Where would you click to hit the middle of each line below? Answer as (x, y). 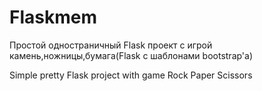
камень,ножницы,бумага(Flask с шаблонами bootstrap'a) (131, 55)
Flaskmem (53, 17)
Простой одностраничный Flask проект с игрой (111, 45)
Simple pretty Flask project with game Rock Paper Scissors (131, 75)
